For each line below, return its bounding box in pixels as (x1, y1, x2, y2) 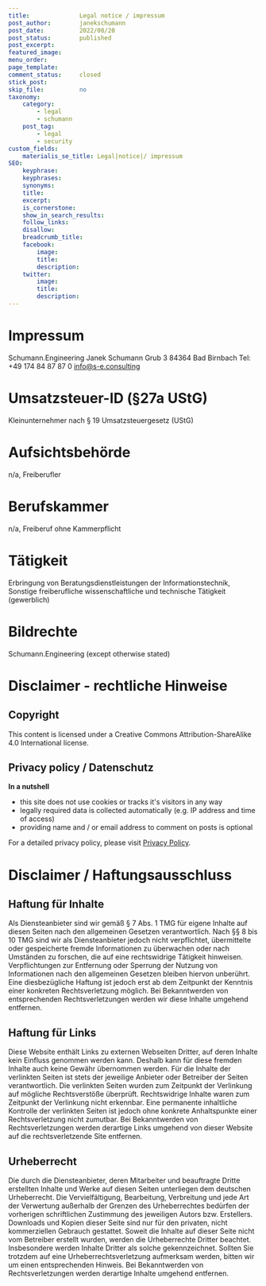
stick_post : (8, 78, 48, 86)
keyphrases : (22, 174, 62, 183)
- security (37, 137, 73, 145)
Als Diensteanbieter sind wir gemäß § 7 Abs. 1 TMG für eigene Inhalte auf (8, 919, 248, 928)
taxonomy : (8, 93, 41, 101)
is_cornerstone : (22, 203, 77, 211)
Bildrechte (8, 622, 78, 641)
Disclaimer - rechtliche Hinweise (8, 676, 228, 695)
